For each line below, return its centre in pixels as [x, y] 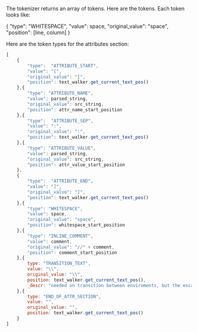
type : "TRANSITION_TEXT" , [59, 263]
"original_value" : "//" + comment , [71, 247]
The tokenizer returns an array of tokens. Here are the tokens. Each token [95, 9]
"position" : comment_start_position [72, 253]
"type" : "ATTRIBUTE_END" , [60, 181]
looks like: [18, 15]
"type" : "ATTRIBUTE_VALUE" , [62, 148]
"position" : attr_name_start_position [75, 110]
